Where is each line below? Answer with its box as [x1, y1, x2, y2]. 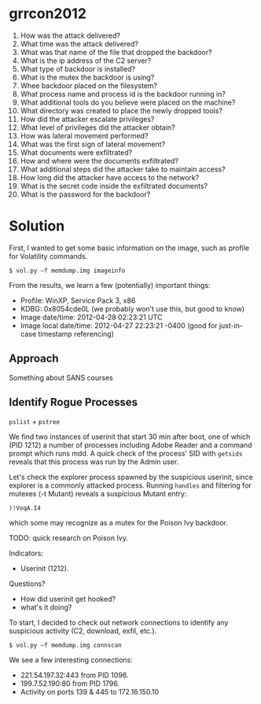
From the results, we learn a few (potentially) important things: [9, 280, 211, 289]
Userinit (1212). [20, 563, 69, 573]
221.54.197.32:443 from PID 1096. [20, 670, 129, 680]
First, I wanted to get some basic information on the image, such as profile [9, 243, 250, 252]
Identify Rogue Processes [9, 396, 138, 409]
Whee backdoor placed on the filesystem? [20, 80, 158, 90]
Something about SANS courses [9, 373, 113, 382]
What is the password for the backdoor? [20, 190, 151, 199]
